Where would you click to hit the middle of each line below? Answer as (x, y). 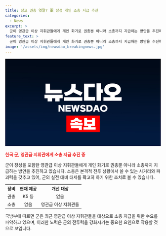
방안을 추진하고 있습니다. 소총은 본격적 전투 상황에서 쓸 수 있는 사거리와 (87, 171)
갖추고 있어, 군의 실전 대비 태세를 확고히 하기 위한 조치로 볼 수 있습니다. (86, 177)
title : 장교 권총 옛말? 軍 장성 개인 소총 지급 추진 (52, 10)
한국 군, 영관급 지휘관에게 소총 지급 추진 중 (45, 155)
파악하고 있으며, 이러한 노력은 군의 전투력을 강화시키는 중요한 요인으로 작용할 (79, 222)
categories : (17, 16)
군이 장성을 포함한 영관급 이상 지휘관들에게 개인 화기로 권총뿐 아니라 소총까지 (79, 165)
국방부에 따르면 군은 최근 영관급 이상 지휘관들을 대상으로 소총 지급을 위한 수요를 (82, 216)
